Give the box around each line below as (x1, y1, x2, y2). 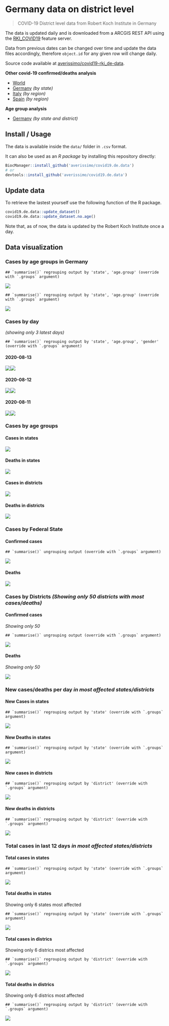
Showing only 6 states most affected (5, 901, 82, 908)
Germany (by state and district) (12, 115, 78, 122)
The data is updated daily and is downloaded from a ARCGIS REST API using (5, 30, 164, 36)
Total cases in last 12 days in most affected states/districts (5, 842, 153, 849)
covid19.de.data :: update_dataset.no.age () (5, 214, 96, 219)
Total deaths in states (5, 890, 51, 896)
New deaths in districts (5, 806, 55, 812)
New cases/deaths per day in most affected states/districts (5, 686, 155, 693)
